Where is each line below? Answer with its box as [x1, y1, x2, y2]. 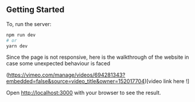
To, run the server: [6, 20, 52, 27]
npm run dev [6, 32, 36, 38]
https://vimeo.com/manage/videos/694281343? [8, 71, 126, 79]
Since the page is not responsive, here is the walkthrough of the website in [6, 53, 189, 61]
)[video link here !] [144, 78, 190, 85]
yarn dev [6, 43, 28, 49]
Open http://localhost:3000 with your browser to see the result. [6, 89, 162, 97]
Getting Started [6, 5, 65, 15]
